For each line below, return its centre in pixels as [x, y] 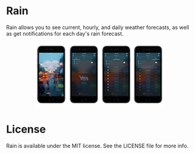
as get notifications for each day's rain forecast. [65, 33]
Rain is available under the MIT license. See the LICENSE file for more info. [97, 146]
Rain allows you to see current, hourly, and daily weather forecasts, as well [97, 27]
